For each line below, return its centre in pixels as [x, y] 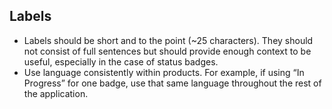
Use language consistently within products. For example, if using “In [164, 72]
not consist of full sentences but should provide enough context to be [167, 51]
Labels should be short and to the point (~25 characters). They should [168, 40]
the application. [56, 93]
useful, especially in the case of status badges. [121, 61]
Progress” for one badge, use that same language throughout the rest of [172, 83]
